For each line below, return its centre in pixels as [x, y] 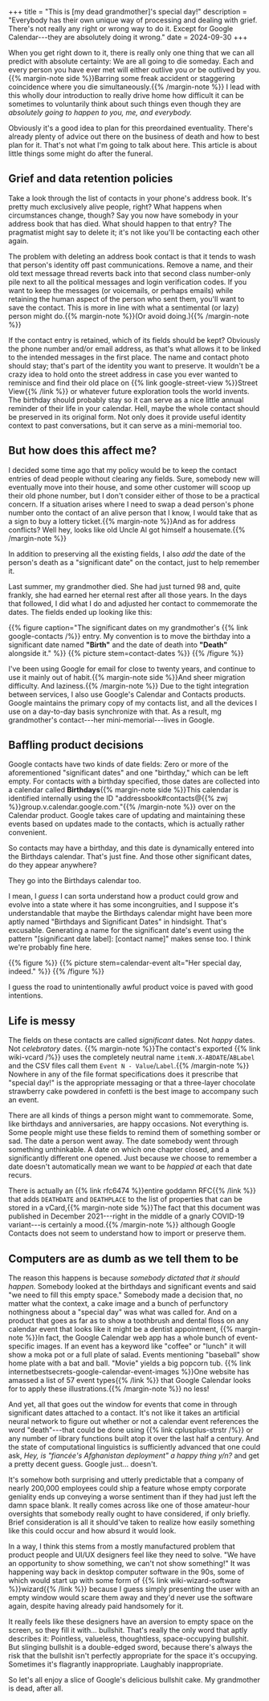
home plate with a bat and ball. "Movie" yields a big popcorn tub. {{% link [130, 1363]
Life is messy [42, 1021]
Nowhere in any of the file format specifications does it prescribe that [123, 1074]
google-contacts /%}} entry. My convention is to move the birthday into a [130, 636]
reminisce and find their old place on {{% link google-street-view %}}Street [133, 383]
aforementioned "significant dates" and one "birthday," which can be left [128, 773]
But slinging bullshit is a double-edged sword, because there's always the [130, 1647]
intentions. [26, 995]
